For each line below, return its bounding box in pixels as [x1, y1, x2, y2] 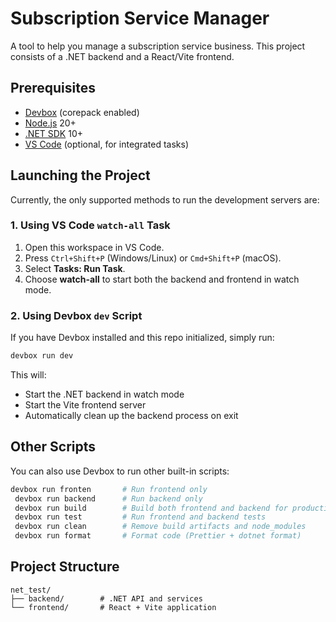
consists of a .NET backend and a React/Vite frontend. [10, 50, 235, 62]
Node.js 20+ [24, 117, 77, 129]
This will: [10, 369, 47, 381]
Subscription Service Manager [10, 7, 270, 30]
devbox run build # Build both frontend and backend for [14, 503, 288, 513]
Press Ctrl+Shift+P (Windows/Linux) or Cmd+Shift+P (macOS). [24, 252, 282, 264]
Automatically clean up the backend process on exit [24, 410, 239, 422]
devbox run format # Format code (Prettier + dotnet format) [14, 531, 302, 541]
